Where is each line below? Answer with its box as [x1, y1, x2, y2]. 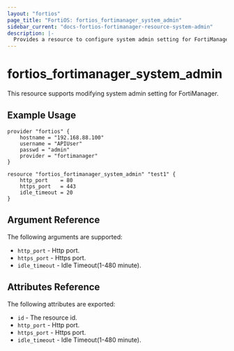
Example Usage [7, 110, 77, 121]
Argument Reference [7, 214, 100, 226]
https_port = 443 [19, 183, 77, 190]
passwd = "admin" [19, 146, 70, 154]
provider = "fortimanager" [19, 152, 98, 159]
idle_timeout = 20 [19, 189, 73, 196]
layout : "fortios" [7, 10, 61, 17]
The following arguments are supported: [7, 232, 123, 241]
